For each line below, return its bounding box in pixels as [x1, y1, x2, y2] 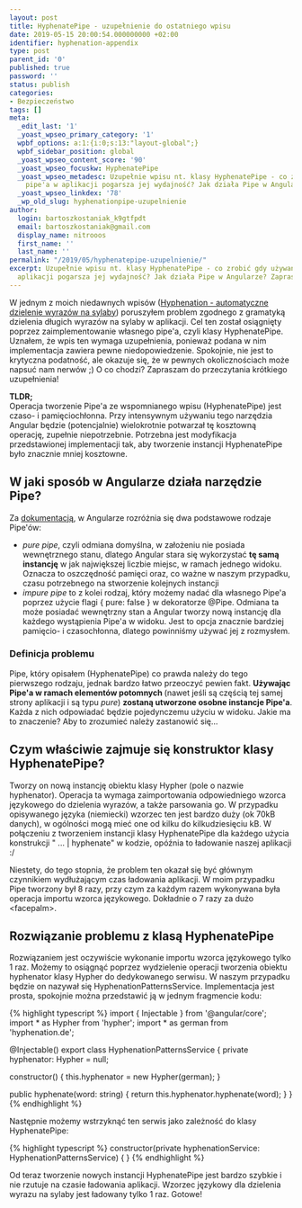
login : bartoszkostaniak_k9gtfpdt [17, 213, 147, 223]
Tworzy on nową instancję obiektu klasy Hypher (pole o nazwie [9, 780, 244, 791]
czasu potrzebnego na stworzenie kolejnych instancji [22, 577, 219, 588]
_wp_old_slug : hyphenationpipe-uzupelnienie [17, 197, 187, 207]
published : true [9, 64, 70, 73]
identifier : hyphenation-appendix [9, 38, 139, 48]
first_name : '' [17, 239, 75, 248]
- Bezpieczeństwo [9, 96, 75, 106]
